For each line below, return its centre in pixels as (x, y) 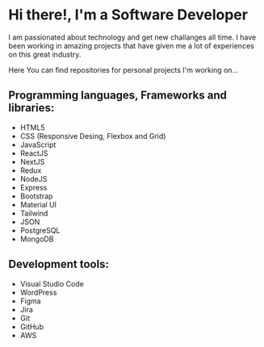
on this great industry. (45, 54)
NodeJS (34, 178)
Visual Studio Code (52, 283)
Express (34, 187)
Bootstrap (36, 196)
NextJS (32, 161)
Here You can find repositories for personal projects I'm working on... (124, 69)
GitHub (32, 326)
